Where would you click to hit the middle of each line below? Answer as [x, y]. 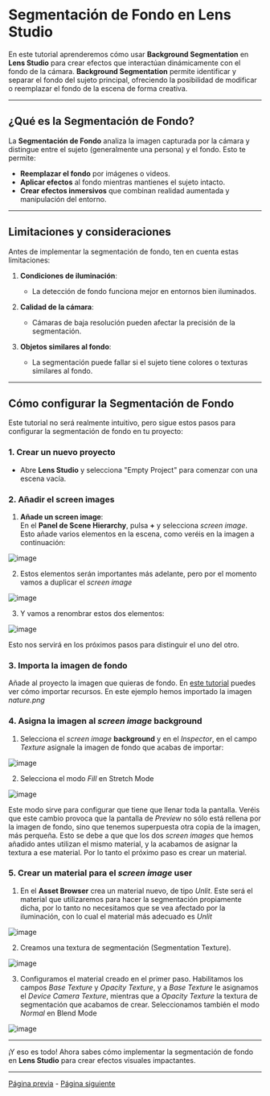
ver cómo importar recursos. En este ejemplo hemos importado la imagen [130, 692]
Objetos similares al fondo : [65, 346]
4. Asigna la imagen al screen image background [105, 721]
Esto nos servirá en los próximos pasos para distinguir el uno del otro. [124, 644]
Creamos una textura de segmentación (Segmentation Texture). [125, 947]
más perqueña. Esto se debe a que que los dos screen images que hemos [131, 835]
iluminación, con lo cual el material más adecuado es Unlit [116, 916]
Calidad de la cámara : [57, 307]
